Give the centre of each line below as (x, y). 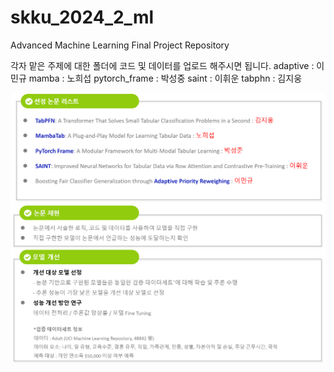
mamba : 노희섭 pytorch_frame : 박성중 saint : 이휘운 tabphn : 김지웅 (165, 78)
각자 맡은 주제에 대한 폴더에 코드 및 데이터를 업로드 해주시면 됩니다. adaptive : (162, 65)
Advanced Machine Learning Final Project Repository (120, 45)
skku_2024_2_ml (82, 17)
